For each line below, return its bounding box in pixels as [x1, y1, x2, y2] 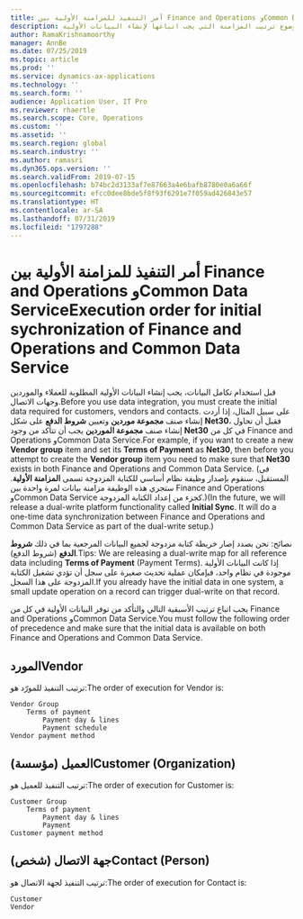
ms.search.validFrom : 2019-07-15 [10, 172, 136, 181]
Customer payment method [10, 829, 103, 838]
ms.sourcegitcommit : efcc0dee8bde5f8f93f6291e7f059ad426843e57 [10, 189, 253, 198]
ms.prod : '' [10, 64, 55, 73]
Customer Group [10, 797, 67, 806]
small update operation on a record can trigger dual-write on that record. [10, 587, 280, 597]
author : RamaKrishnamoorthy [10, 30, 116, 39]
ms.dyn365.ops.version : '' [10, 164, 111, 173]
